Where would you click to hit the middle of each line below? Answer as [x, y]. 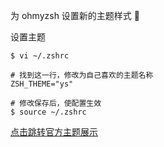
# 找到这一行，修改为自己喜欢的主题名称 [82, 75]
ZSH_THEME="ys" [42, 84]
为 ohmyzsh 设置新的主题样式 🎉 [75, 15]
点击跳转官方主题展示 [54, 132]
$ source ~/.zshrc [48, 112]
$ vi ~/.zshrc [40, 56]
